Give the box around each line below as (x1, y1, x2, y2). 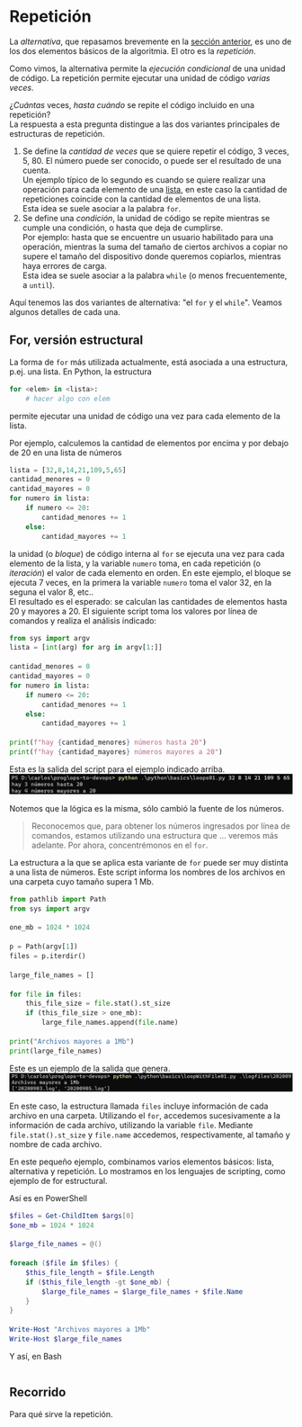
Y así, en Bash (9, 1351, 63, 1361)
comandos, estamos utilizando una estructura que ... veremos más (31, 830, 279, 840)
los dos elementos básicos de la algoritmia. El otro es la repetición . (9, 45, 256, 56)
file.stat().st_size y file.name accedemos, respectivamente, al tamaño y (9, 1129, 290, 1140)
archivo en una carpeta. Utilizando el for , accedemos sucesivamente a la (9, 1109, 281, 1121)
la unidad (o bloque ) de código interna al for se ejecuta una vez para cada (9, 548, 285, 559)
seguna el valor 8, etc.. (9, 587, 94, 597)
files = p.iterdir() (9, 952, 87, 961)
